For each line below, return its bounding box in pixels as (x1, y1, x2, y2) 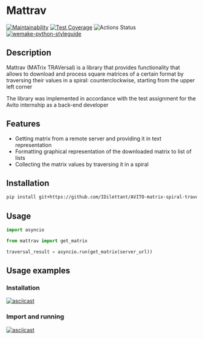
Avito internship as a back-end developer (6, 101, 109, 108)
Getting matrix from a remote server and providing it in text (14, 134, 162, 142)
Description (6, 48, 51, 58)
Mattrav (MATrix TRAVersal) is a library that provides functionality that (6, 64, 180, 71)
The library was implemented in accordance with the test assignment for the (6, 94, 196, 102)
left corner (6, 83, 33, 90)
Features (6, 119, 40, 129)
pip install (6, 194, 36, 200)
